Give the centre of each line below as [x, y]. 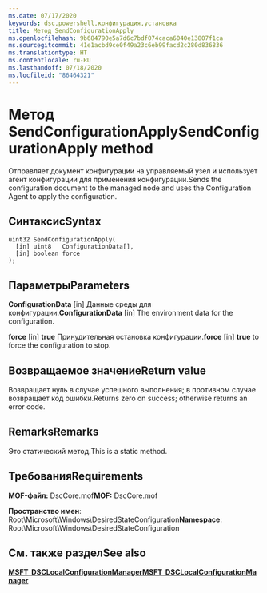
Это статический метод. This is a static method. [88, 451]
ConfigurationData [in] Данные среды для [80, 304]
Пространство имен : [45, 511]
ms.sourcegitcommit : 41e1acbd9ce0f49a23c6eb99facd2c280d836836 [116, 46]
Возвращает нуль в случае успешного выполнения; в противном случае [132, 390]
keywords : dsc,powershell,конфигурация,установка [93, 23]
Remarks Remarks [54, 432]
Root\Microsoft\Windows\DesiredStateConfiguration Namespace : [115, 519]
